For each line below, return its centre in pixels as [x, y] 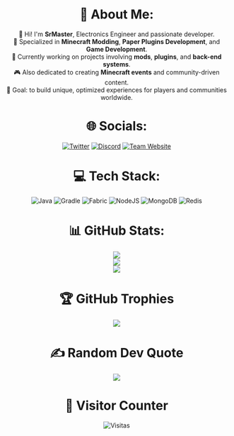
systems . [117, 64]
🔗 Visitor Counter [117, 405]
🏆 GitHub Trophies [117, 299]
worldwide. [117, 97]
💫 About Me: [117, 15]
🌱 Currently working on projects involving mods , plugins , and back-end [117, 57]
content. [117, 82]
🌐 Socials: [117, 126]
